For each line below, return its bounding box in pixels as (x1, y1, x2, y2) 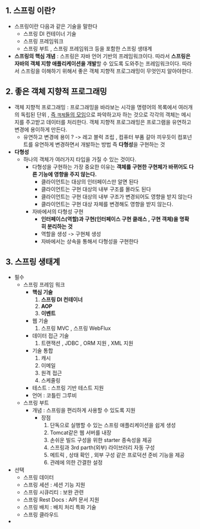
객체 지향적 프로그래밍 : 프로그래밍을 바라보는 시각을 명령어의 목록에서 (14, 103, 177, 110)
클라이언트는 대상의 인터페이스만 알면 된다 (41, 178, 139, 185)
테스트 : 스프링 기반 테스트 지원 (32, 384, 104, 392)
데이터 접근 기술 (32, 332, 69, 339)
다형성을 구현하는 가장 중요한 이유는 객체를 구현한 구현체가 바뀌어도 (32, 163, 188, 170)
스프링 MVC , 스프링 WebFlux (41, 324, 111, 332)
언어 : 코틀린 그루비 (32, 392, 77, 399)
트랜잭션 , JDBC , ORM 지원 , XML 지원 (41, 339, 134, 347)
